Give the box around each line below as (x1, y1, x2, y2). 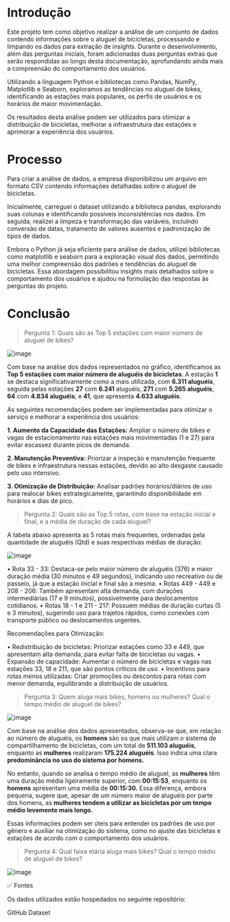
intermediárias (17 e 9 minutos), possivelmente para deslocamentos (7, 594, 198, 602)
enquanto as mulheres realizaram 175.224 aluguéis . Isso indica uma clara (7, 748, 218, 757)
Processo (7, 152, 62, 167)
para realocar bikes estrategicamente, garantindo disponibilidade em (7, 489, 203, 498)
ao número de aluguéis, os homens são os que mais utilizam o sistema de (7, 734, 216, 742)
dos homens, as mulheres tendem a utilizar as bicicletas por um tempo (7, 798, 212, 807)
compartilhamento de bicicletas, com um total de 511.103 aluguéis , (7, 741, 196, 749)
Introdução (7, 5, 71, 21)
